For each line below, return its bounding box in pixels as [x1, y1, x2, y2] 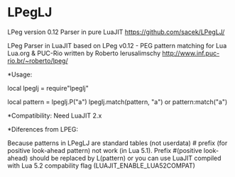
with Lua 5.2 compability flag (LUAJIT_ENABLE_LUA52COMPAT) [7, 161, 195, 170]
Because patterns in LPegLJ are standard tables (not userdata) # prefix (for [7, 139, 228, 147]
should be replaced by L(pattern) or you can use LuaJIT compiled [29, 154, 222, 162]
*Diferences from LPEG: [7, 125, 78, 133]
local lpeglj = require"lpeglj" [7, 84, 89, 92]
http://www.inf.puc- [162, 49, 220, 57]
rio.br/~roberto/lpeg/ [7, 56, 69, 64]
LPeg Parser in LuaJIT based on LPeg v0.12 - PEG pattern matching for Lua [7, 41, 227, 50]
